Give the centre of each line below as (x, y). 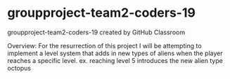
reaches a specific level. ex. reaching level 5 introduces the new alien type (115, 60)
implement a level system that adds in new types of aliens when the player (115, 53)
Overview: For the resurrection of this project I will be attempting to (104, 45)
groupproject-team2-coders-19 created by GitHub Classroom (96, 32)
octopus (19, 68)
